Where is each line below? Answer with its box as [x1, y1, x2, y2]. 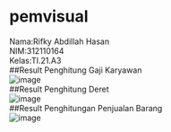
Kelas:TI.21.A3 [9, 55, 62, 66]
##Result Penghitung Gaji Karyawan [9, 65, 142, 75]
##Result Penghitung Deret [9, 84, 109, 94]
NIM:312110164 [9, 45, 64, 56]
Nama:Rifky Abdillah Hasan [9, 36, 110, 47]
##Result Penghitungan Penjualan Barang [9, 102, 163, 113]
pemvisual [9, 6, 89, 27]
